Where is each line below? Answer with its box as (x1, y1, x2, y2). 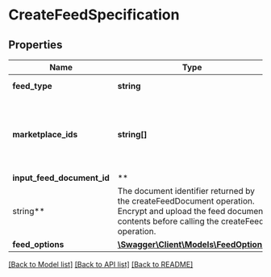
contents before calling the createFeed (117, 216, 265, 227)
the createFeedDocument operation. (117, 195, 256, 207)
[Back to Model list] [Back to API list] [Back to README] (8, 260, 194, 269)
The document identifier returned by (117, 186, 256, 196)
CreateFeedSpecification (8, 6, 180, 24)
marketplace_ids (12, 129, 78, 140)
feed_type (12, 81, 52, 91)
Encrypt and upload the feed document (117, 206, 266, 216)
